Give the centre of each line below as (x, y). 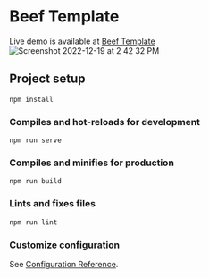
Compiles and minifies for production (92, 163)
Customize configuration (65, 245)
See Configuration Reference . (64, 264)
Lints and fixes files (53, 204)
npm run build (36, 181)
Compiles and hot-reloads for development (105, 122)
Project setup (48, 79)
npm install (31, 99)
